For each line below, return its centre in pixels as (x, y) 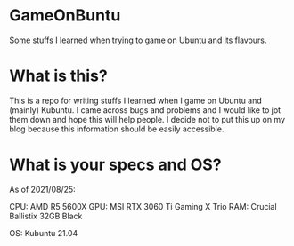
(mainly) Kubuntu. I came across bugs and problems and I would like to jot (145, 110)
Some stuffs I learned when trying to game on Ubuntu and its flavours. (138, 40)
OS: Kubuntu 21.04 (44, 233)
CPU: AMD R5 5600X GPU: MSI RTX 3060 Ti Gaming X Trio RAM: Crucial (143, 206)
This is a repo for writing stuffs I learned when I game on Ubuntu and (136, 100)
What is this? (59, 76)
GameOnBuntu (65, 16)
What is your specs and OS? (115, 165)
